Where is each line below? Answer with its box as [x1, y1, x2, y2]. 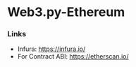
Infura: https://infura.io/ [17, 45, 86, 53]
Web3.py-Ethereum [7, 4, 125, 20]
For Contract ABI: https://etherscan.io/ [17, 52, 129, 61]
